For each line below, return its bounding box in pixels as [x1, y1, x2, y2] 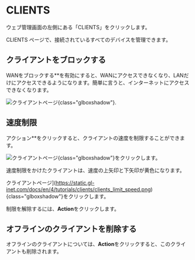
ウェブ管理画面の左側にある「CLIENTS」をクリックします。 [6, 23, 150, 31]
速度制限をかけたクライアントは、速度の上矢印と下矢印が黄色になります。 [6, 167, 186, 174]
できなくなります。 [6, 86, 52, 93]
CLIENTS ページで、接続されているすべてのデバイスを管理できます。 [6, 36, 172, 43]
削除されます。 [26, 248, 63, 255]
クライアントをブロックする [6, 55, 107, 65]
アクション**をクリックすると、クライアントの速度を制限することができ [6, 134, 180, 141]
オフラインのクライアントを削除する [6, 224, 137, 234]
